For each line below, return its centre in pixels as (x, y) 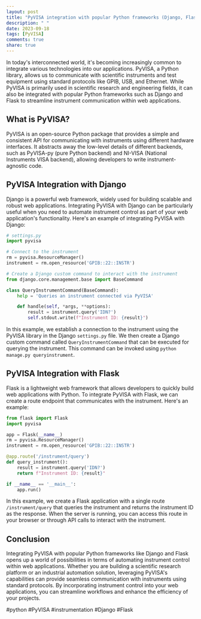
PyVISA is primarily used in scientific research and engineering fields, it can (100, 88)
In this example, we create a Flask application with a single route (86, 501)
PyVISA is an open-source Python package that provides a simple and (93, 134)
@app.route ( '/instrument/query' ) (48, 456)
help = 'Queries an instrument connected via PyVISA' (85, 296)
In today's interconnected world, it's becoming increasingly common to (94, 62)
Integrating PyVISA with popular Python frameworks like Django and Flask (97, 554)
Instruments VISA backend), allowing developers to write (76, 159)
